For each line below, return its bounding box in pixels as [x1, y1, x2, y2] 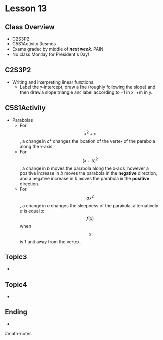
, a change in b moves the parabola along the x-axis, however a [19, 165, 149, 171]
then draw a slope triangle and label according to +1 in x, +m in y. [19, 89, 153, 95]
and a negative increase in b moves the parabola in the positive [19, 175, 150, 181]
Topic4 [5, 280, 27, 289]
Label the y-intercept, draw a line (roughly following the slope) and [19, 84, 156, 90]
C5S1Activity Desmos [12, 41, 56, 47]
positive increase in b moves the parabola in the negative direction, [19, 170, 157, 176]
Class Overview [5, 23, 55, 31]
